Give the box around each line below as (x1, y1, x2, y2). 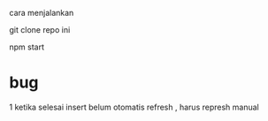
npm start (9, 42, 45, 52)
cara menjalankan (9, 8, 74, 18)
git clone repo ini (9, 25, 71, 34)
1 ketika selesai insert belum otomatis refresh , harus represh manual (9, 102, 259, 112)
